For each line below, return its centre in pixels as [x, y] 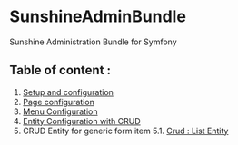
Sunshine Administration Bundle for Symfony [93, 42]
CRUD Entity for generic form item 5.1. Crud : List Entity [125, 130]
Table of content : [60, 70]
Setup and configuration [68, 92]
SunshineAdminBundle [98, 17]
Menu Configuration [60, 111]
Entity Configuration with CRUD [81, 121]
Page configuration [59, 101]
